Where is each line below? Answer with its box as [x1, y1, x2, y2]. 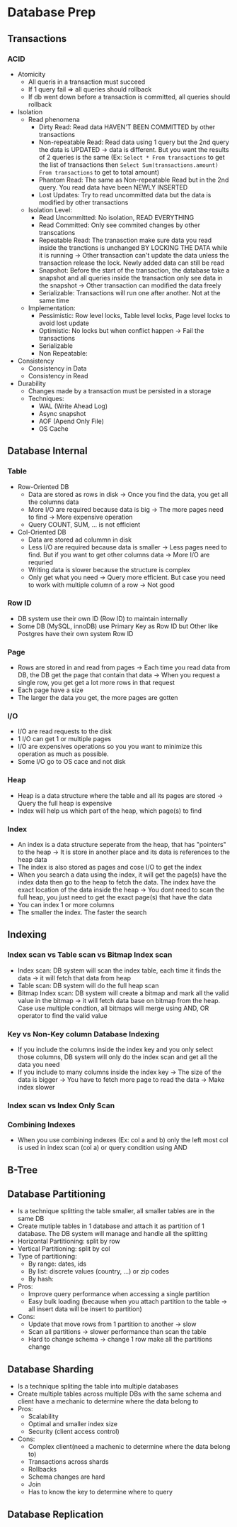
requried [28, 558, 54, 567]
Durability [17, 379, 46, 388]
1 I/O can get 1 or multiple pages [17, 735, 112, 743]
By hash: [28, 1275, 54, 1284]
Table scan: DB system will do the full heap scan [17, 981, 159, 990]
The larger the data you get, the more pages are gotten [17, 694, 178, 702]
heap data [17, 855, 47, 864]
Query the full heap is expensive [17, 799, 112, 807]
